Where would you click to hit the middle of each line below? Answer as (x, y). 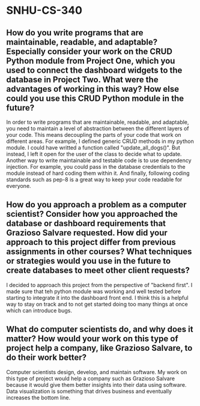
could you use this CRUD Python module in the (95, 98)
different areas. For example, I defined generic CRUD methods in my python (100, 141)
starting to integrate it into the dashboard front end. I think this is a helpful (97, 297)
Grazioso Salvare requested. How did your (87, 233)
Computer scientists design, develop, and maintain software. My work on (97, 372)
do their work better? (47, 358)
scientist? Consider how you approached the (92, 214)
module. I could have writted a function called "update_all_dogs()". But (93, 147)
